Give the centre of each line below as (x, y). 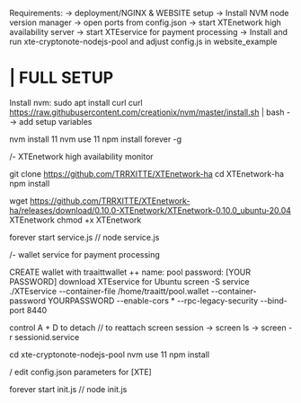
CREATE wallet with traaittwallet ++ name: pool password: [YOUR (130, 272)
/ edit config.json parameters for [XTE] (81, 372)
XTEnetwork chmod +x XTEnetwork (75, 220)
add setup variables (56, 121)
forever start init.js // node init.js (68, 389)
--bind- (274, 301)
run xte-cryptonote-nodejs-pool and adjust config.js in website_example (143, 41)
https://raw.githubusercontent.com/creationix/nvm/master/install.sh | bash (147, 112)
